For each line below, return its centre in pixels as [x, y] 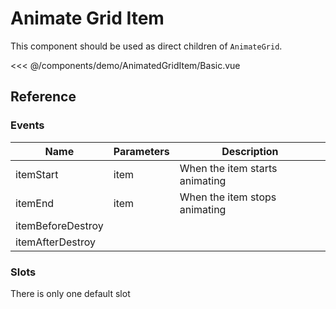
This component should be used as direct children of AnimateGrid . [146, 46]
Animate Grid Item [87, 18]
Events [27, 125]
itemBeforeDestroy [59, 225]
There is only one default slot [70, 293]
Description [250, 151]
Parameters [141, 151]
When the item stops [228, 197]
